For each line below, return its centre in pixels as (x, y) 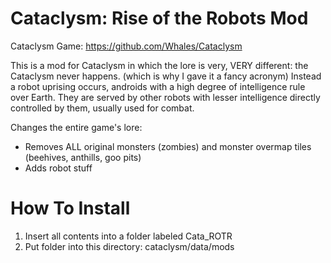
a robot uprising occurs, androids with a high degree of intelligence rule (158, 86)
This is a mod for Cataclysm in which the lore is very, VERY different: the (159, 65)
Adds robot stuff (58, 168)
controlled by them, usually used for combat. (102, 108)
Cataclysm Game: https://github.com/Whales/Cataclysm (126, 46)
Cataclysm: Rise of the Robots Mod (159, 18)
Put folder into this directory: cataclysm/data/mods (129, 246)
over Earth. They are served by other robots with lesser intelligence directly (165, 97)
